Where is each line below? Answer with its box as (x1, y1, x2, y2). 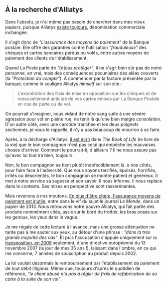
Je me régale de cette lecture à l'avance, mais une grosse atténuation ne (5, 223, 155, 229)
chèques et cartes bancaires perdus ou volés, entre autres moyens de (5, 49, 149, 55)
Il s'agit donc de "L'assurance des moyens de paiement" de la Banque (5, 39, 150, 45)
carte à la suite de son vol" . (5, 276, 62, 282)
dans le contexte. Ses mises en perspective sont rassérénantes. (5, 183, 137, 189)
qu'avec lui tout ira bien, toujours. (5, 152, 74, 158)
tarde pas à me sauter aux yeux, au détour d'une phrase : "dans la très (5, 229, 151, 235)
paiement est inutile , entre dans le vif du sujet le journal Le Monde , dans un (5, 198, 160, 204)
